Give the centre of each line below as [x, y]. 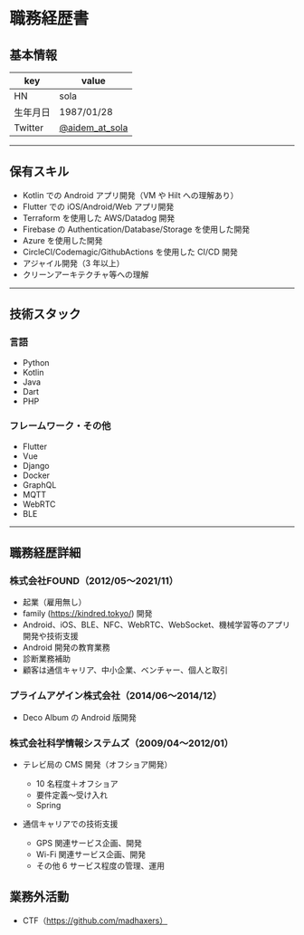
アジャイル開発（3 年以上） [73, 262]
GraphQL [39, 484]
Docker [36, 475]
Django [36, 465]
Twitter [28, 128]
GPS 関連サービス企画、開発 [89, 844]
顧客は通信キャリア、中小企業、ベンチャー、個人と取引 [125, 670]
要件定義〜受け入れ [72, 795]
